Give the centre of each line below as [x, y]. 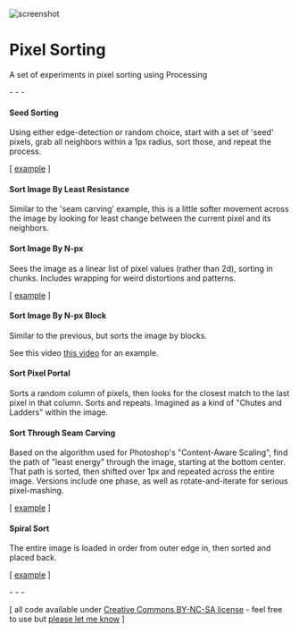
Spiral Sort [29, 528]
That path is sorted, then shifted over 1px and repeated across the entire [142, 472]
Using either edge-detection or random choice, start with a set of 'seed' [141, 132]
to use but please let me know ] [67, 619]
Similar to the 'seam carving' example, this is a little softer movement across [149, 209]
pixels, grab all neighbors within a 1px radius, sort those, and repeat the [141, 142]
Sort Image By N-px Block [58, 316]
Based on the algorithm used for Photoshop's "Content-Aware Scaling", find [149, 452]
